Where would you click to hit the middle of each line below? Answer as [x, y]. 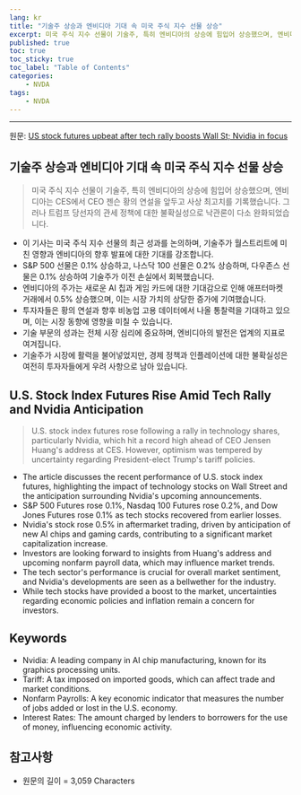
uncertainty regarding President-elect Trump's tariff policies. [143, 459]
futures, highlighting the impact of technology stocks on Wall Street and [155, 486]
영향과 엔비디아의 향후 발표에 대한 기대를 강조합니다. [123, 254]
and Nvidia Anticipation [77, 409]
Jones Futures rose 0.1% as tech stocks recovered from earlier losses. [152, 515]
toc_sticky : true [42, 59]
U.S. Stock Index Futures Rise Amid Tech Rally [140, 395]
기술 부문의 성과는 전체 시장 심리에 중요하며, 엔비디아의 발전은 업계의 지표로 [154, 333]
